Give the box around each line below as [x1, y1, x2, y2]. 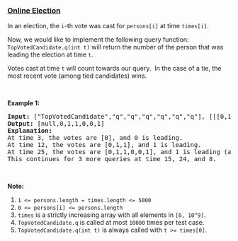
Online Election [7, 6, 61, 16]
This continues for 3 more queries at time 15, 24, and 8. [7, 155, 217, 163]
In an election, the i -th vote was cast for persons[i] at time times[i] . [7, 22, 209, 30]
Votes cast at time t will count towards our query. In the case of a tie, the [7, 64, 222, 73]
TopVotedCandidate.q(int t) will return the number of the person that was [7, 43, 224, 52]
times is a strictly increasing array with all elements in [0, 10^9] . [17, 211, 206, 219]
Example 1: [7, 99, 40, 107]
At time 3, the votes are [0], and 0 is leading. [7, 134, 183, 142]
